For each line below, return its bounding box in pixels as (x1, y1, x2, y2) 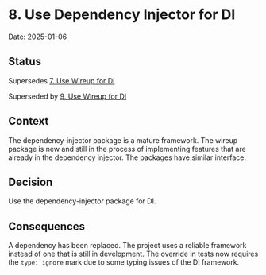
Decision (8, 175, 53, 188)
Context (8, 114, 49, 128)
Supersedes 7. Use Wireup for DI (8, 76, 115, 85)
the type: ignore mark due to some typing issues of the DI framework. (8, 258, 240, 267)
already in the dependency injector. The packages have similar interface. (8, 153, 247, 162)
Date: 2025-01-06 (8, 32, 67, 41)
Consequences (8, 219, 86, 233)
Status (8, 55, 42, 68)
